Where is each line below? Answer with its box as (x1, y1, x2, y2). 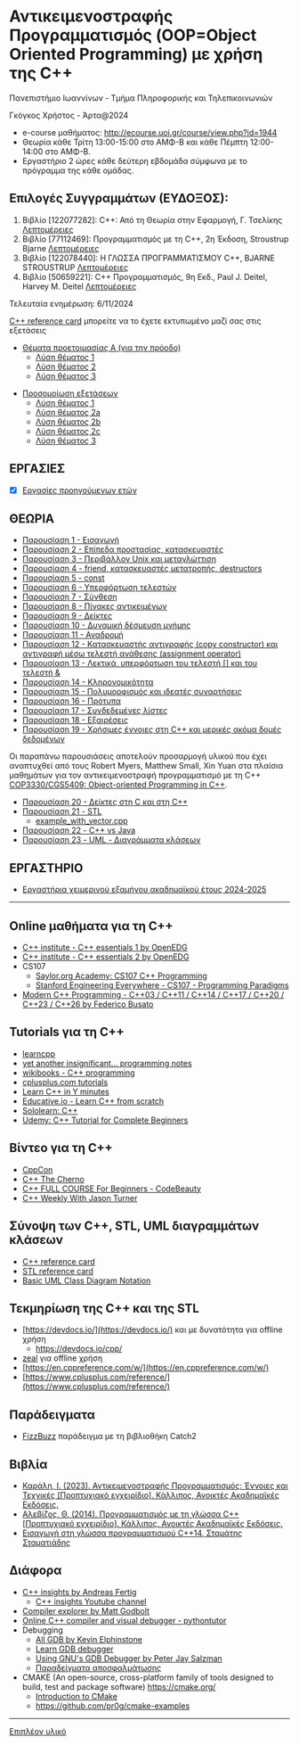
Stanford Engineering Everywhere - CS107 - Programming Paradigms (35, 980, 289, 991)
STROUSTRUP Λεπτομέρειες (21, 261, 129, 273)
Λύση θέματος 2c (35, 425, 101, 436)
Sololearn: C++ (21, 1105, 78, 1115)
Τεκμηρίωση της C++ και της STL (9, 1300, 200, 1316)
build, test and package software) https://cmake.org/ (21, 1681, 216, 1691)
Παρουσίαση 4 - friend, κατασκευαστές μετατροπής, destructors (21, 564, 263, 574)
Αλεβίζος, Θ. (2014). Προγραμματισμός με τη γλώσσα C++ (21, 1509, 240, 1519)
